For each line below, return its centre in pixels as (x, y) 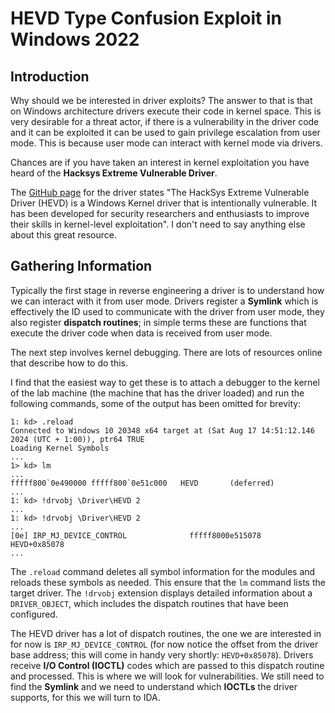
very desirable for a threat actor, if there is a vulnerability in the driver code (165, 121)
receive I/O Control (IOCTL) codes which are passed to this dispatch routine (167, 665)
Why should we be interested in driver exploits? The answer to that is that (161, 100)
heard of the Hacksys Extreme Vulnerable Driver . (114, 173)
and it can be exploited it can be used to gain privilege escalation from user (165, 132)
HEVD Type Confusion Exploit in (146, 18)
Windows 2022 (75, 39)
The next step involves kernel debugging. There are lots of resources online (166, 352)
